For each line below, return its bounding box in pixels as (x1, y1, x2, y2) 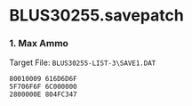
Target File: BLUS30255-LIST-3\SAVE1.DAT (9, 57, 156, 68)
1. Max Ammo (9, 37, 69, 50)
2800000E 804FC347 (9, 90, 77, 99)
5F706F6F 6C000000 (9, 82, 77, 92)
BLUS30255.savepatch (9, 5, 184, 26)
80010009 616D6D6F (9, 75, 77, 84)
